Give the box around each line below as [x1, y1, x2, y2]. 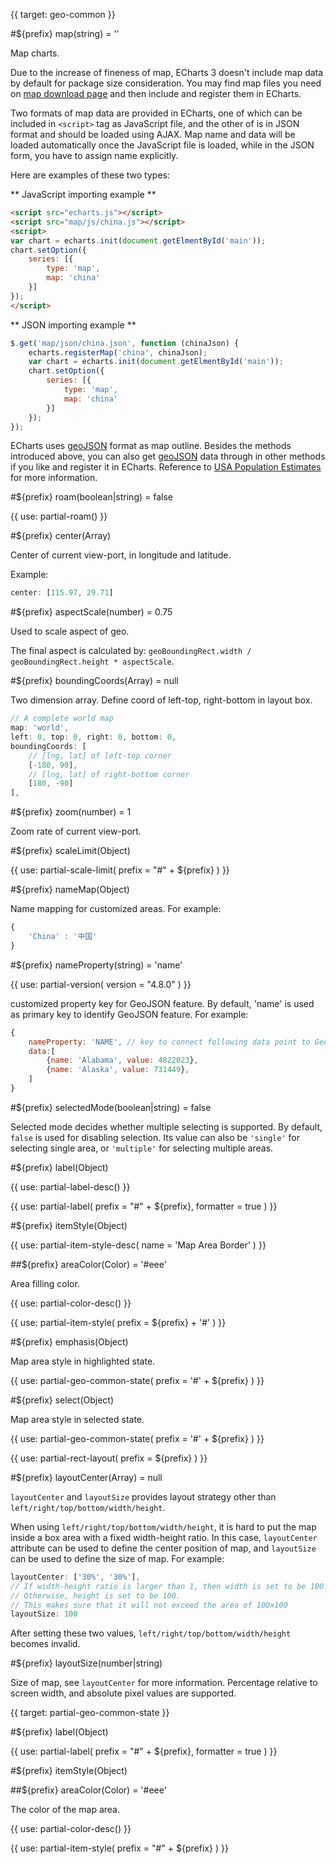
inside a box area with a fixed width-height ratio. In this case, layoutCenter [10, 1531, 318, 1543]
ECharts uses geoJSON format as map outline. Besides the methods [10, 440, 292, 452]
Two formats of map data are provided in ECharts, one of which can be [10, 107, 303, 119]
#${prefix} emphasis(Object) [10, 1335, 129, 1348]
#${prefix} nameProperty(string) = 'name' [10, 959, 183, 971]
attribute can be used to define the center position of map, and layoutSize [10, 1542, 317, 1554]
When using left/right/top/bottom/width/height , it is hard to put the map [10, 1520, 317, 1533]
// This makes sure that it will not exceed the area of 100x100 [10, 1600, 288, 1610]
